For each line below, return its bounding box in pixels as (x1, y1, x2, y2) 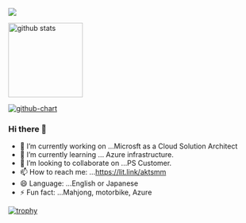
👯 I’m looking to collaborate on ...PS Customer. (19, 159, 172, 168)
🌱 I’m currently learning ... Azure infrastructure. (19, 150, 175, 160)
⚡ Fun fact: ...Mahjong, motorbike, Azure (19, 187, 152, 198)
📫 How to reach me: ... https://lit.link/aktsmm (19, 167, 167, 177)
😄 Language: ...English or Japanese (19, 179, 139, 188)
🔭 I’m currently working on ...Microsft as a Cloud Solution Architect (19, 141, 238, 151)
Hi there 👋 (8, 123, 48, 134)
